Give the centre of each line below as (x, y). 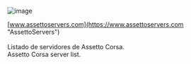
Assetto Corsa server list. (44, 54)
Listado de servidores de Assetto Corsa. (66, 47)
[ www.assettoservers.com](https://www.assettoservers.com (95, 24)
